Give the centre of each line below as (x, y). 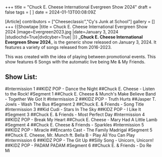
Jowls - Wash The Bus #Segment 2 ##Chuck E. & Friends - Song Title (74, 104)
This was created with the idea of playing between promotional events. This (81, 57)
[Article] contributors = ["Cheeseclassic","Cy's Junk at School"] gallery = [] (80, 22)
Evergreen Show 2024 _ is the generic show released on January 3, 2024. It (81, 42)
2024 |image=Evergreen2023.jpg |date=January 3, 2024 (62, 32)
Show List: (21, 77)
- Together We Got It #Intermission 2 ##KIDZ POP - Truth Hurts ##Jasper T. (81, 99)
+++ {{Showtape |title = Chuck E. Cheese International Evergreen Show (76, 27)
